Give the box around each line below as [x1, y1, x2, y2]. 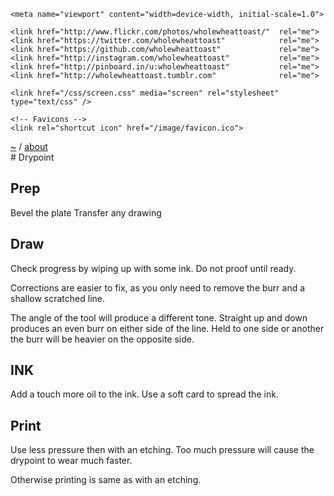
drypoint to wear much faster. [10, 455, 133, 467]
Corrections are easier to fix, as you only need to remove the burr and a [10, 281, 306, 294]
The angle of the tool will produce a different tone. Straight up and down [10, 311, 308, 324]
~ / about [10, 141, 48, 152]
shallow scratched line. [10, 292, 106, 304]
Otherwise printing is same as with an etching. [10, 474, 202, 486]
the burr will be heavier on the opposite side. [10, 333, 195, 345]
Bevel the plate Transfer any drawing [10, 206, 162, 219]
